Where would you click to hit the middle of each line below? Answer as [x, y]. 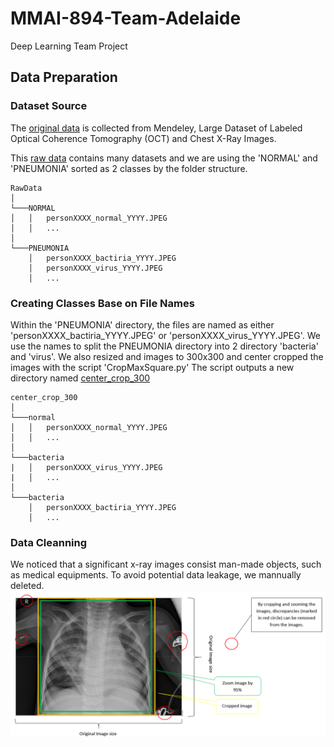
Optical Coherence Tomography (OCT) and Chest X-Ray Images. [143, 138]
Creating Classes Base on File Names [102, 303]
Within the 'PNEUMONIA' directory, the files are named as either [142, 324]
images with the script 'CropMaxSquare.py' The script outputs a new [152, 367]
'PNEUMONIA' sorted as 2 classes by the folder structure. [129, 168]
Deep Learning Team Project [69, 46]
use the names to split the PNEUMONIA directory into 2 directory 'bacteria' [164, 346]
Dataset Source [49, 106]
